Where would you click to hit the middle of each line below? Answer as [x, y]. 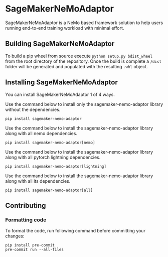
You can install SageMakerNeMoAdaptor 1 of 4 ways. [60, 94]
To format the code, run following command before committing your [75, 231]
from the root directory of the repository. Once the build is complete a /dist [83, 61]
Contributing [26, 206]
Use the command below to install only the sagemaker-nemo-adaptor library [84, 104]
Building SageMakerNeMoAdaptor [60, 44]
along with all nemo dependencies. [41, 133]
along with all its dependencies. [38, 181]
